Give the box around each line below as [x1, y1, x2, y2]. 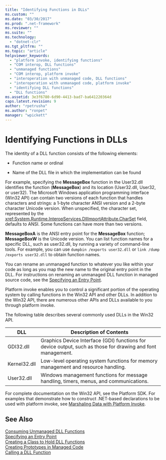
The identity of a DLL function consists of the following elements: [5, 150, 138, 156]
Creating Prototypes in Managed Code [5, 444, 84, 450]
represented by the [5, 210, 44, 216]
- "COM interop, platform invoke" [9, 72, 81, 77]
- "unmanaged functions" [9, 67, 61, 72]
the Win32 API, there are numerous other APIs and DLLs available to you [5, 297, 153, 303]
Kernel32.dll [7, 360, 36, 367]
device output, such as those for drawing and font [40, 343, 157, 350]
